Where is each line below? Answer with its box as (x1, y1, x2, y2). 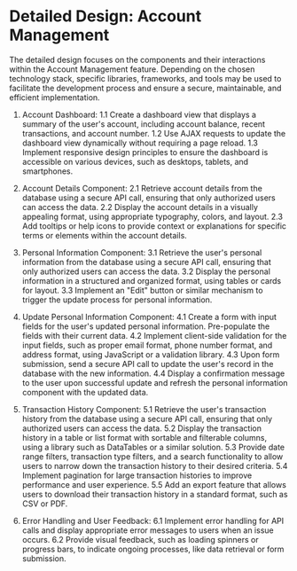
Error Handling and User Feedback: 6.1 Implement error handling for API (21, 515, 285, 526)
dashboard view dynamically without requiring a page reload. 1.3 (21, 137, 259, 148)
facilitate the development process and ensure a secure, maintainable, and (9, 82, 282, 93)
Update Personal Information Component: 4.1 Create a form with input (21, 311, 277, 322)
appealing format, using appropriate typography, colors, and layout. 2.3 (21, 211, 284, 222)
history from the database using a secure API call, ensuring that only (21, 413, 273, 424)
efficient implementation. (9, 91, 100, 103)
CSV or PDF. (21, 498, 68, 509)
